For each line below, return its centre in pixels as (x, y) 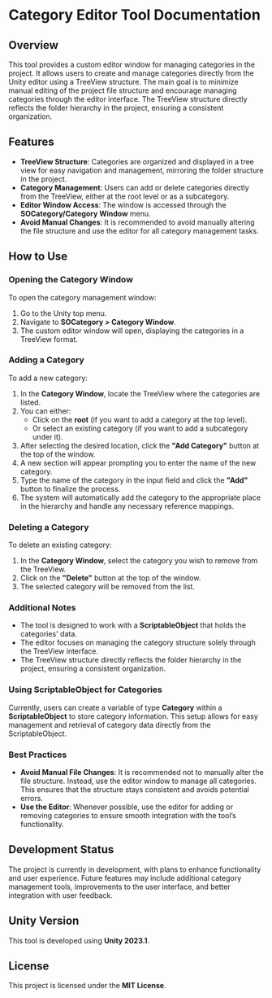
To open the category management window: (82, 297)
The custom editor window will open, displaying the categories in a (132, 330)
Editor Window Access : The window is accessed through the (123, 204)
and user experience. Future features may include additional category (125, 878)
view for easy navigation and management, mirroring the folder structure (142, 170)
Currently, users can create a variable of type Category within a (115, 707)
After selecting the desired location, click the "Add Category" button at (140, 445)
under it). (47, 436)
